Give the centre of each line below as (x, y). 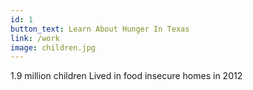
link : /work (35, 38)
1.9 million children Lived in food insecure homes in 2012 (126, 76)
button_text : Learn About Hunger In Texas (100, 29)
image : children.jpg (53, 47)
